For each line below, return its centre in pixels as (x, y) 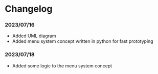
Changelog (29, 9)
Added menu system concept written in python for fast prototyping (83, 41)
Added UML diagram (34, 36)
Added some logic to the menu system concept (62, 66)
